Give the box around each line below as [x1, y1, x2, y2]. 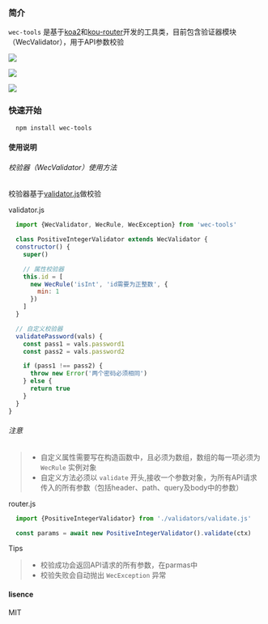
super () [23, 250, 49, 258]
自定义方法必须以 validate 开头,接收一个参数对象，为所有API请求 [40, 472, 257, 482]
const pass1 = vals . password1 [23, 340, 125, 348]
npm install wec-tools [15, 124, 92, 132]
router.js [8, 499, 36, 508]
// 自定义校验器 [15, 325, 63, 333]
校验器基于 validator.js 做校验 [8, 189, 101, 199]
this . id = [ [23, 273, 63, 281]
